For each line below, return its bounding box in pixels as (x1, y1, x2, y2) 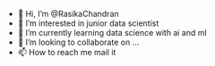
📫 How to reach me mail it (17, 47, 116, 57)
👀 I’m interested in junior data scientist (17, 18, 159, 29)
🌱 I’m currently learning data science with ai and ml (17, 28, 208, 37)
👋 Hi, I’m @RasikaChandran (17, 9, 119, 19)
